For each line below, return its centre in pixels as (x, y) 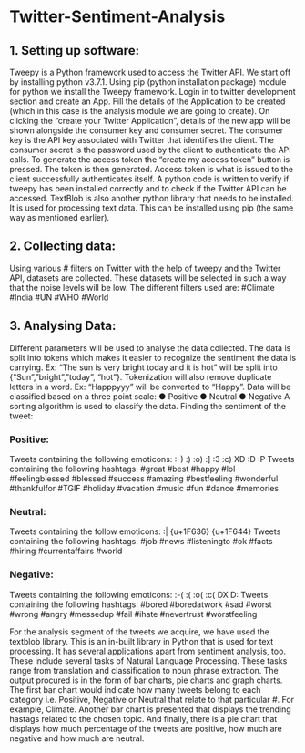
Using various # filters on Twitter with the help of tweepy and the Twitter (145, 268)
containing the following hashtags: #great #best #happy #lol (122, 469)
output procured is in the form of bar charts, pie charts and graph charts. (146, 680)
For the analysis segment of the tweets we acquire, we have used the (140, 632)
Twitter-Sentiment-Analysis (117, 17)
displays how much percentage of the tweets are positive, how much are (146, 728)
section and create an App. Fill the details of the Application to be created (147, 101)
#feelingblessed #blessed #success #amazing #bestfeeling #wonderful (144, 478)
